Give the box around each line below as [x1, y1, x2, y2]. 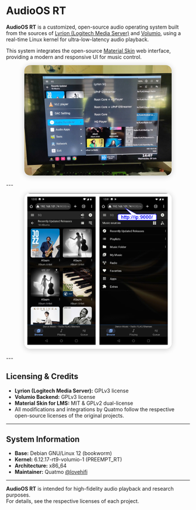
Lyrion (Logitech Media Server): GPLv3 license [14, 387, 129, 394]
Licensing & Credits [6, 371, 79, 381]
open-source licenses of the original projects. [14, 412, 124, 419]
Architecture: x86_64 [14, 462, 67, 469]
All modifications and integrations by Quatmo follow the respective [14, 405, 175, 413]
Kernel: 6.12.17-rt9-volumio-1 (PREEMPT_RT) [14, 456, 123, 463]
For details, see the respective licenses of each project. [6, 498, 139, 505]
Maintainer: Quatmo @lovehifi [14, 468, 88, 475]
